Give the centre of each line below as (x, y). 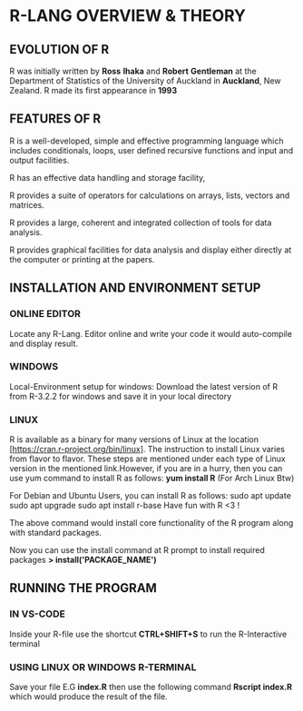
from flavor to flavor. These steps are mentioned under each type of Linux (147, 459)
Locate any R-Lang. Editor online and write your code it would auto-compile (151, 333)
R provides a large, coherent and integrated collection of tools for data (141, 222)
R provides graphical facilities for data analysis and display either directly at (151, 250)
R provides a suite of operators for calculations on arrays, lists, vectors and (150, 195)
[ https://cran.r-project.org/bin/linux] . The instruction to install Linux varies (147, 449)
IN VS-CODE (37, 614)
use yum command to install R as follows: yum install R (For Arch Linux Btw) (152, 479)
